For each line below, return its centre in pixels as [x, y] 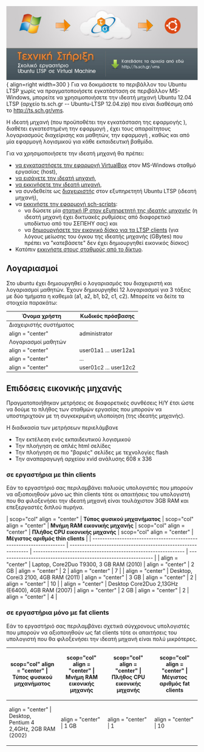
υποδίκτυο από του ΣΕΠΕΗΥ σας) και [71, 223]
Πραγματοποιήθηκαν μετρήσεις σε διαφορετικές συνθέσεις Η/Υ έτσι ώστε [100, 403]
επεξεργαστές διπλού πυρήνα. [45, 507]
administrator [96, 333]
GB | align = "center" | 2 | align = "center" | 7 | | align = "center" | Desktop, [99, 571]
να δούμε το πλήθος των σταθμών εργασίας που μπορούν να [84, 409]
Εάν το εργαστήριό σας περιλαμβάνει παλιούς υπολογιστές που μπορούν [100, 488]
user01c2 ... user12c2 [107, 367]
